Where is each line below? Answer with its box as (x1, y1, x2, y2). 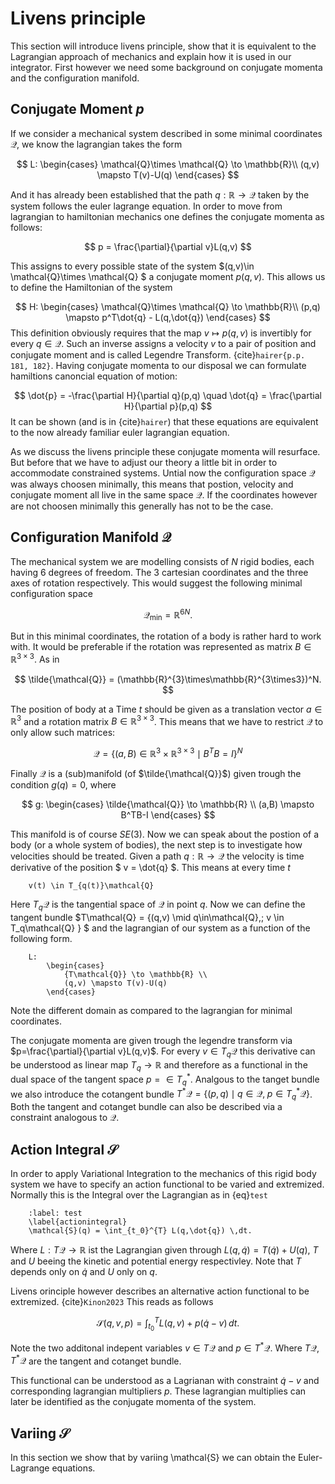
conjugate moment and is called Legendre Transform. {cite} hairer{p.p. (10, 348, 306, 361)
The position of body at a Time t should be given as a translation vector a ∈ (10, 703, 323, 715)
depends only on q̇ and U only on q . (10, 1266, 158, 1278)
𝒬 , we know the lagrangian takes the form (10, 138, 183, 150)
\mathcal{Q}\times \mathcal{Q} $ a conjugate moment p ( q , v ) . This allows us (10, 270, 326, 282)
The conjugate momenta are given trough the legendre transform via (10, 1034, 293, 1046)
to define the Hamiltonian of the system (10, 281, 173, 293)
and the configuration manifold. (10, 72, 140, 84)
